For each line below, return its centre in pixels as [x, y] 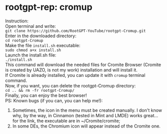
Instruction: [17, 21]
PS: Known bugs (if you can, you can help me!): [54, 100]
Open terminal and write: [31, 26]
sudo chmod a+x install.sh [33, 50]
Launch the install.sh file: [31, 55]
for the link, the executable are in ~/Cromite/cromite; [66, 121]
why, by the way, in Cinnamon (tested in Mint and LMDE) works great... [85, 115]
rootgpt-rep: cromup [49, 7]
